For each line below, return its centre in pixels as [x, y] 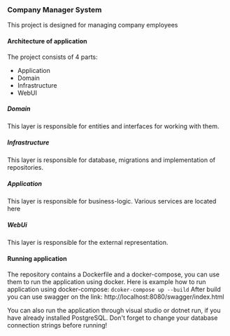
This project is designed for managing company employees [93, 25]
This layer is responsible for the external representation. [88, 243]
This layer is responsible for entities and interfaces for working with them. [113, 126]
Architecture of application [47, 41]
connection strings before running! [57, 325]
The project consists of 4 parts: [52, 57]
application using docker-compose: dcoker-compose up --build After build [114, 289]
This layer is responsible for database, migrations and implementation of [111, 160]
